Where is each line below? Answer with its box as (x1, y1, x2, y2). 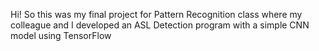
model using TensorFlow (10, 30, 112, 41)
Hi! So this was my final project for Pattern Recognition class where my (10, 9, 303, 20)
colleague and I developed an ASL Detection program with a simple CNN (10, 19, 310, 31)
